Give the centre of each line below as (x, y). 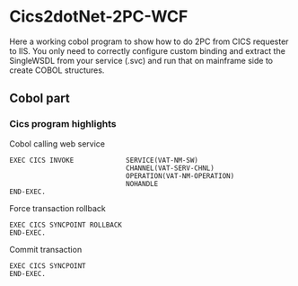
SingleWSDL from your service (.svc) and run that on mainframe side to (141, 60)
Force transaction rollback (57, 208)
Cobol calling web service (57, 143)
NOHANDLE (142, 183)
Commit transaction (46, 249)
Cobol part (39, 98)
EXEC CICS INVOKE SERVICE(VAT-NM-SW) (104, 160)
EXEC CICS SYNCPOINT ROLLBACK (66, 225)
